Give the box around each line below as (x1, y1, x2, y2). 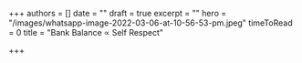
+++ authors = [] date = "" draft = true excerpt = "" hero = (8, 8, 227, 18)
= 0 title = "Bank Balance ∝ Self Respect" (8, 27, 164, 37)
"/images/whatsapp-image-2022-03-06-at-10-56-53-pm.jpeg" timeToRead (8, 17, 293, 28)
